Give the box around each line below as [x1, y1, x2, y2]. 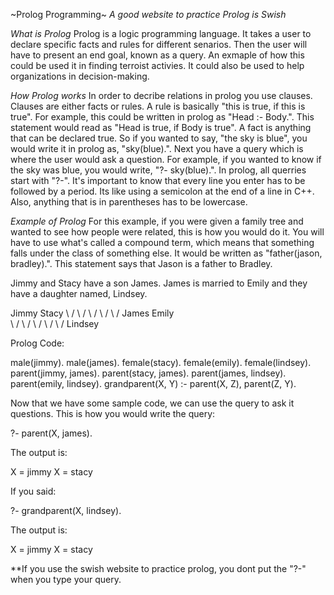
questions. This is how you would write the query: [10, 408, 216, 419]
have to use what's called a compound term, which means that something [10, 237, 315, 248]
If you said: [10, 485, 57, 497]
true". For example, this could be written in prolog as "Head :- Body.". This [10, 111, 315, 123]
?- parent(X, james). [10, 427, 93, 439]
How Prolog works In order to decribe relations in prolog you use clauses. [10, 90, 313, 101]
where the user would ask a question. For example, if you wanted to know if [10, 154, 322, 165]
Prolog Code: [10, 337, 65, 349]
